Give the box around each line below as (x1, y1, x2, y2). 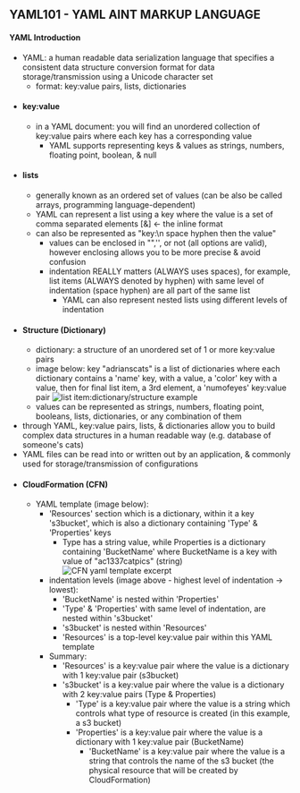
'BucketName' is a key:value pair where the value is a (88, 746, 286, 757)
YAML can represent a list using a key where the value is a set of (35, 209, 274, 219)
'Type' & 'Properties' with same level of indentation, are (62, 603, 266, 614)
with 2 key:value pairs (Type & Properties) (62, 689, 217, 700)
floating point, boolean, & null (48, 149, 157, 160)
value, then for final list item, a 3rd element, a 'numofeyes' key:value (35, 382, 287, 393)
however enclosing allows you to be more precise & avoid (48, 247, 261, 258)
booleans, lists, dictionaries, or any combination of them (35, 411, 243, 422)
